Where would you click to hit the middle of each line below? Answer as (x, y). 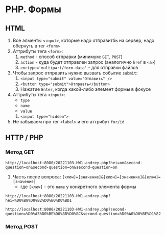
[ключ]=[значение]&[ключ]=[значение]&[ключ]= (111, 177)
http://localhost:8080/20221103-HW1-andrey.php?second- (66, 209)
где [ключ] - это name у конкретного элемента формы (78, 187)
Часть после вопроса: (37, 176)
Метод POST (22, 226)
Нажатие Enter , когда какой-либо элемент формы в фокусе (86, 89)
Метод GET (20, 152)
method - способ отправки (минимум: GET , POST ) (71, 57)
